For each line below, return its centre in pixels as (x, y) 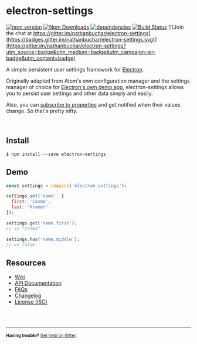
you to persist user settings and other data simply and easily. (80, 93)
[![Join (176, 27)
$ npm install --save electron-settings (56, 154)
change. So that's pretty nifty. (42, 111)
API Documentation (38, 283)
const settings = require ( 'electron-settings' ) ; (67, 186)
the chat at (19, 33)
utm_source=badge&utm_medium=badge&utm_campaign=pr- (81, 52)
